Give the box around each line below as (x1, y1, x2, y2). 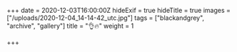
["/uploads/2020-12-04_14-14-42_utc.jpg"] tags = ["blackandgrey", (6, 14, 205, 22)
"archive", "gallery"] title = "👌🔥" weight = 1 (6, 21, 134, 30)
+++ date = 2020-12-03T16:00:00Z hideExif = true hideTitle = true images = (6, 6, 231, 14)
